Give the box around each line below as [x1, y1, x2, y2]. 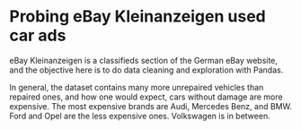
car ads [9, 25, 66, 46]
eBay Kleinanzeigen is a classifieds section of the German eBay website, [9, 55, 279, 65]
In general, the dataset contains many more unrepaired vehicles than [9, 82, 264, 92]
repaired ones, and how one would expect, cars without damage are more [9, 91, 283, 102]
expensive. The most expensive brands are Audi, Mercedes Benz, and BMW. [9, 100, 292, 111]
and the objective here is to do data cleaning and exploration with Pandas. [9, 65, 284, 75]
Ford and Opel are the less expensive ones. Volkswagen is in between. [9, 110, 271, 121]
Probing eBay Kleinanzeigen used [9, 6, 267, 27]
